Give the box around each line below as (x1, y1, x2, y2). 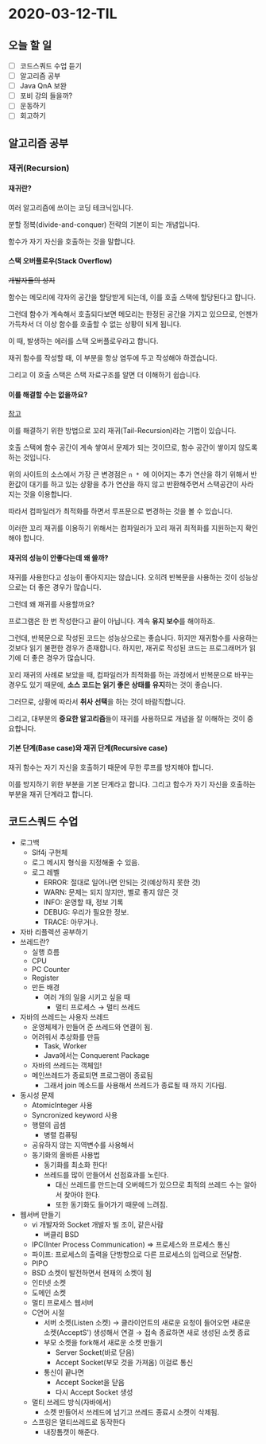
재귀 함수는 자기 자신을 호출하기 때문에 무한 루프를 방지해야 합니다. (8, 762, 214, 772)
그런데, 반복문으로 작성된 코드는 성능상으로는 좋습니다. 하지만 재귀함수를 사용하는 (8, 633, 259, 642)
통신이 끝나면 (43, 1367, 85, 1377)
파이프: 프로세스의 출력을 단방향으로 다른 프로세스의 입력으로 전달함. (31, 1249, 242, 1259)
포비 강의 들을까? (19, 91, 73, 100)
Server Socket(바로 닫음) (55, 1347, 135, 1357)
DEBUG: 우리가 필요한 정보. (43, 907, 129, 916)
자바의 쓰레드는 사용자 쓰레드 (19, 1012, 110, 1021)
